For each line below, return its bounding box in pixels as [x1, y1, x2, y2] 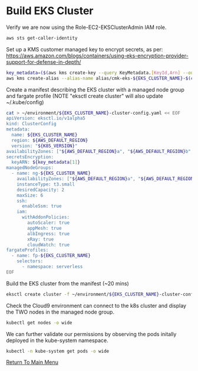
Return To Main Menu [6, 359, 59, 366]
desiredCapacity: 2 [16, 187, 65, 193]
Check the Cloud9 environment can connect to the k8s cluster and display [6, 302, 187, 309]
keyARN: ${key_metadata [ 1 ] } [11, 160, 81, 165]
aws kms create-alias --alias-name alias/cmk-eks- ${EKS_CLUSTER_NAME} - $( [6, 75, 192, 81]
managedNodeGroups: [6, 165, 54, 171]
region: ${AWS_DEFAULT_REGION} [11, 137, 88, 143]
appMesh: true [27, 225, 62, 231]
